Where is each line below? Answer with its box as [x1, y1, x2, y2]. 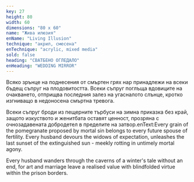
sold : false [6, 52, 35, 58]
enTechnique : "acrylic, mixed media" [6, 47, 98, 52]
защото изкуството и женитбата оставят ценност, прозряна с [6, 115, 160, 122]
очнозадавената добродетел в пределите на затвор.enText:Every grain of [6, 121, 189, 128]
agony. [6, 146, 23, 153]
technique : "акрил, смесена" [6, 41, 77, 47]
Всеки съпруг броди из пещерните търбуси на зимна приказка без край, [6, 108, 189, 116]
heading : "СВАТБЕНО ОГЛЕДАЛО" [6, 57, 80, 63]
